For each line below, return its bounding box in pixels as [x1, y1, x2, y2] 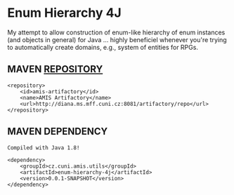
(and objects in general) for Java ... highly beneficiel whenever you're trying [7, 35, 227, 43]
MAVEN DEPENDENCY [7, 126, 108, 137]
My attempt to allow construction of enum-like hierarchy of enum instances [7, 28, 226, 36]
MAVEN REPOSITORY [7, 63, 103, 75]
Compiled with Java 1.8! [7, 144, 80, 152]
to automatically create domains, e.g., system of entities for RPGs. [7, 43, 199, 51]
